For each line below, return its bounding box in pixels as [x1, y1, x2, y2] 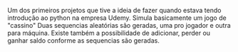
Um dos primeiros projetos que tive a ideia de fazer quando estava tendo [7, 6, 222, 14]
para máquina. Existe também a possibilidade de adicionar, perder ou [7, 28, 211, 37]
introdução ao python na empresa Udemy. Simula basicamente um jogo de [7, 14, 227, 22]
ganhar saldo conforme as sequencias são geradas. [7, 36, 160, 45]
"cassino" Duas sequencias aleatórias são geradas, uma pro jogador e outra [7, 21, 232, 29]
